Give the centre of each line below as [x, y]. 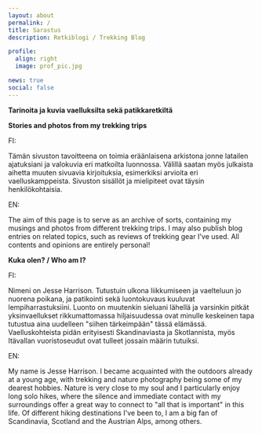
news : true [26, 80]
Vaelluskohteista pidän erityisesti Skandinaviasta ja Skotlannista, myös [122, 332]
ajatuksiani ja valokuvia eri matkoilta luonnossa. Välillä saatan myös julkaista [131, 164]
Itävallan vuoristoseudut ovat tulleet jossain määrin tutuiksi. [104, 340]
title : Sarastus [35, 30]
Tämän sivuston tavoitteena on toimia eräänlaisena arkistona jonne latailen [128, 156]
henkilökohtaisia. [35, 189]
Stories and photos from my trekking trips [78, 125]
